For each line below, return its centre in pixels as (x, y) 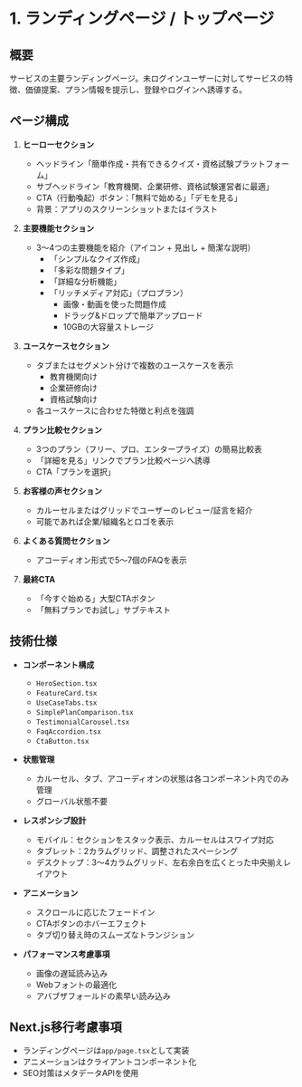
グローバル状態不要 (72, 801)
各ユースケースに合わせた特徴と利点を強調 (115, 410)
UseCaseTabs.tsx (66, 703)
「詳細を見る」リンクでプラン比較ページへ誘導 (123, 460)
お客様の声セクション (62, 491)
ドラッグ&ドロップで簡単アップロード (133, 315)
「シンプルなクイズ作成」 (97, 258)
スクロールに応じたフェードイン (95, 912)
